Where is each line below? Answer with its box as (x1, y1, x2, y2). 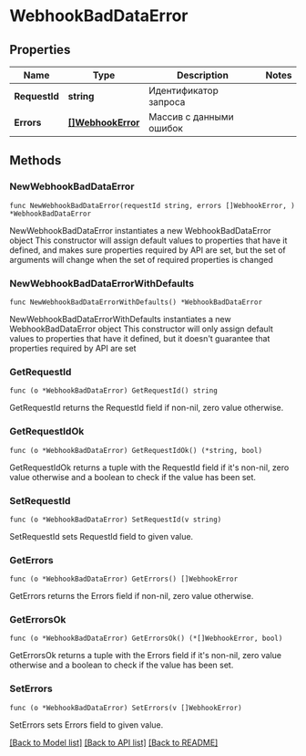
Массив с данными (148, 110, 234, 123)
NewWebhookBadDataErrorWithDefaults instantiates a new (9, 313, 231, 324)
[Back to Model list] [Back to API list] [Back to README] (9, 737, 219, 748)
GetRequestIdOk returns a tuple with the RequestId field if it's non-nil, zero (9, 462, 290, 473)
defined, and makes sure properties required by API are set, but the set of (9, 244, 287, 256)
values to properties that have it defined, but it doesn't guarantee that (9, 332, 270, 343)
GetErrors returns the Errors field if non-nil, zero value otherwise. (9, 591, 254, 602)
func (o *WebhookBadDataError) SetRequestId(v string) (9, 515, 222, 524)
